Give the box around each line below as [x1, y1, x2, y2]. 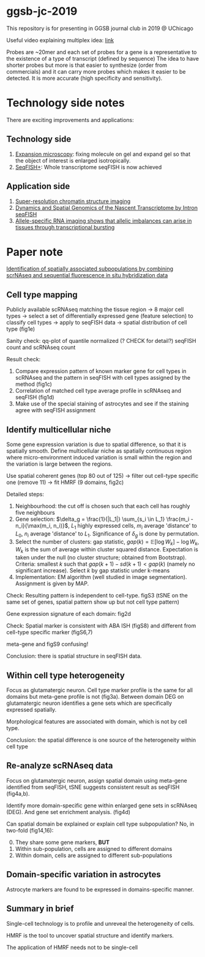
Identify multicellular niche [6, 425, 111, 435]
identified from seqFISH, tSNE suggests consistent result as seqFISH [6, 783, 180, 791]
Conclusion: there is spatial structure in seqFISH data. [6, 652, 142, 660]
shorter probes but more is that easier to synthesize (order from [6, 61, 167, 69]
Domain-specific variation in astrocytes [6, 869, 161, 880]
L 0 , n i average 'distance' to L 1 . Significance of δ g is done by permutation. [15, 529, 199, 539]
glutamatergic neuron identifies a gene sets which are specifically [6, 699, 173, 707]
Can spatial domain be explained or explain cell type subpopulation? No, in [6, 820, 195, 828]
